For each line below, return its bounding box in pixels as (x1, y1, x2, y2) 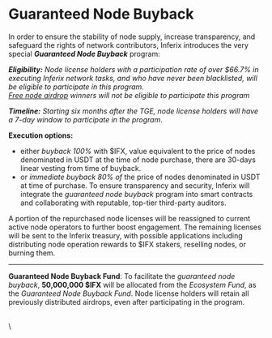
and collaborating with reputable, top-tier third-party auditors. (19, 198, 227, 208)
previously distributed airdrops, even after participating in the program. (8, 297, 245, 306)
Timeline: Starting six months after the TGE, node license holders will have (8, 106, 259, 116)
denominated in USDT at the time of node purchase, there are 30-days (19, 155, 257, 165)
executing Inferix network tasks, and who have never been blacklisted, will (8, 73, 257, 83)
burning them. (8, 248, 56, 258)
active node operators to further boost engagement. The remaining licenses (8, 222, 261, 232)
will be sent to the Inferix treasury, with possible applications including (8, 230, 243, 240)
